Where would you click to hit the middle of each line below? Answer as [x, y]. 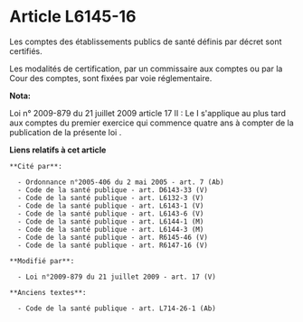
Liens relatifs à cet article [58, 150]
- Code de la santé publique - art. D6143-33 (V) [113, 190]
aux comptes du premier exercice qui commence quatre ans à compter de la [151, 123]
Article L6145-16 [73, 17]
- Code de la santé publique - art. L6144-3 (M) [111, 229]
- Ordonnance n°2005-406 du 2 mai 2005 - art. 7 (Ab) [121, 182]
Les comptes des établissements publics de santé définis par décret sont [146, 41]
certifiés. [26, 51]
